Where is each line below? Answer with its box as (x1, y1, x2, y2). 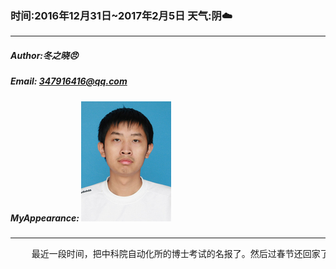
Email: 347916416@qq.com (10, 75, 128, 87)
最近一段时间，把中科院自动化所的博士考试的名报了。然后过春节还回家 (31, 248, 321, 260)
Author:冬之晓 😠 (10, 49, 79, 61)
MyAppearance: (10, 212, 80, 224)
